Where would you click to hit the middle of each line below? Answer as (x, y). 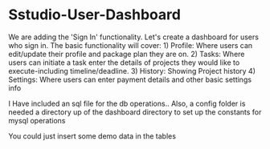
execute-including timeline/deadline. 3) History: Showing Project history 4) (132, 70)
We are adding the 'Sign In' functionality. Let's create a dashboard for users (134, 37)
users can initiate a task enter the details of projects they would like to (124, 62)
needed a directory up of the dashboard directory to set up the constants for (135, 112)
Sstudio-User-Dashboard (94, 15)
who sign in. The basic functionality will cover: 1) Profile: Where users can (131, 45)
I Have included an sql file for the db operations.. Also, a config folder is (127, 103)
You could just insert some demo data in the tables (92, 136)
